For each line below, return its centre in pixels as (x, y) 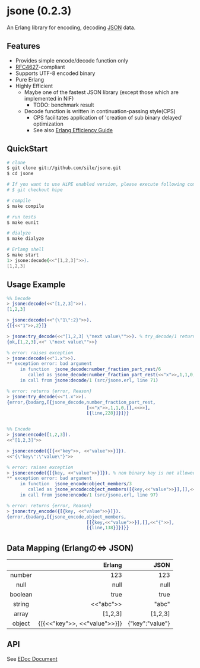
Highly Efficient (34, 86)
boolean (21, 595)
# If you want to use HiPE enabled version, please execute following (96, 185)
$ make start (23, 255)
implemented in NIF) (49, 98)
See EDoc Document (32, 658)
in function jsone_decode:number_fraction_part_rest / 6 (91, 369)
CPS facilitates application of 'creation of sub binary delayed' (108, 117)
